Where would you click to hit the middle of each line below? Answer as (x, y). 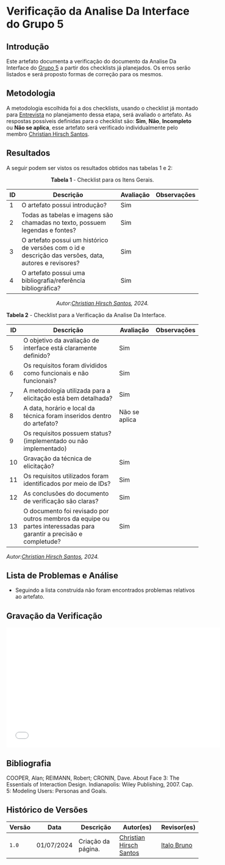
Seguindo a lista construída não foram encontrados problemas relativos (105, 590)
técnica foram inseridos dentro (67, 416)
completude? (42, 541)
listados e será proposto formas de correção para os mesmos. (85, 74)
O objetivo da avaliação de (61, 340)
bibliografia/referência (53, 280)
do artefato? (41, 423)
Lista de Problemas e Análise (62, 576)
